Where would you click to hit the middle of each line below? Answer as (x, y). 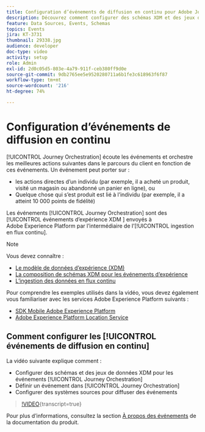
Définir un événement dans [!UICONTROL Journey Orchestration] (97, 386)
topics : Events (26, 29)
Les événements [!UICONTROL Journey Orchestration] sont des (87, 213)
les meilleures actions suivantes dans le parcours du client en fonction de (99, 163)
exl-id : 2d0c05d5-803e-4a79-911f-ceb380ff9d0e (67, 69)
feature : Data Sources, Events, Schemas (59, 23)
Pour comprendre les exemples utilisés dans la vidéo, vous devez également (103, 292)
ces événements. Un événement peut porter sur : (68, 170)
